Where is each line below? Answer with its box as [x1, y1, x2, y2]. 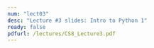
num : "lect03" [7, 10, 50, 18]
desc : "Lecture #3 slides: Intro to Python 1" [7, 17, 148, 24]
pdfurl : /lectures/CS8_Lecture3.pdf [7, 30, 116, 37]
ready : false [7, 23, 46, 30]
